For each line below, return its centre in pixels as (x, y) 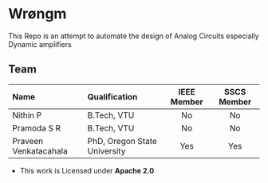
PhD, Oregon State (122, 141)
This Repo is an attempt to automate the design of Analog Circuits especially (134, 36)
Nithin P (27, 115)
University (106, 150)
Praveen (28, 141)
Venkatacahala (40, 150)
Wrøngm (37, 14)
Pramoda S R (37, 128)
